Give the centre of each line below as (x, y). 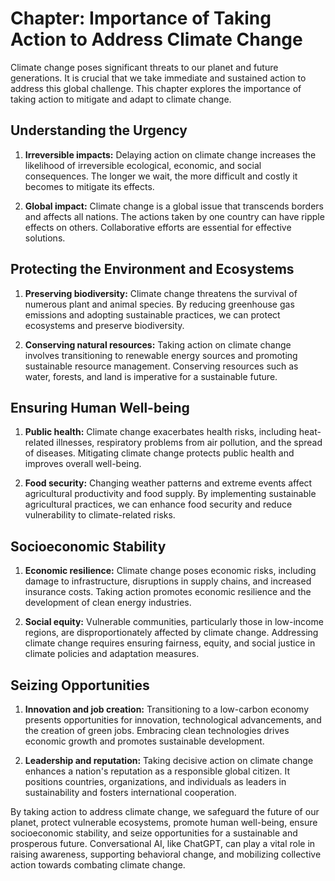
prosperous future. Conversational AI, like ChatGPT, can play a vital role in (163, 843)
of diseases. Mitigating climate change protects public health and (159, 453)
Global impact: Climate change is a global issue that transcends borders (174, 206)
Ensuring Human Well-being (100, 407)
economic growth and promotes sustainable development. (144, 741)
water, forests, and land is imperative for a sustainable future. (151, 376)
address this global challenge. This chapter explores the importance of (156, 88)
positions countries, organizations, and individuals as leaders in (155, 781)
